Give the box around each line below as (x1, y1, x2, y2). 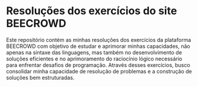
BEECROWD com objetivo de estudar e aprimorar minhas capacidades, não (6, 43, 191, 50)
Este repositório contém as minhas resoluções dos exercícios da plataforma (6, 36, 191, 43)
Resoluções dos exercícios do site (6, 4, 177, 18)
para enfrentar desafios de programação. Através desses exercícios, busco (6, 61, 191, 69)
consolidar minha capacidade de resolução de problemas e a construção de (6, 67, 192, 75)
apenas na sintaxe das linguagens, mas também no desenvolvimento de (6, 49, 183, 56)
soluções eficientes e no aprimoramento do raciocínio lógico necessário (6, 55, 183, 62)
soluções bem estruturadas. (6, 74, 75, 81)
